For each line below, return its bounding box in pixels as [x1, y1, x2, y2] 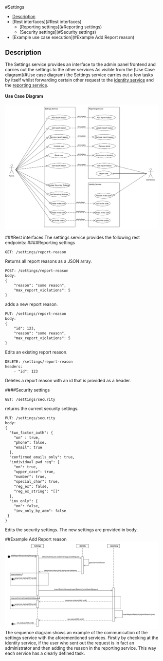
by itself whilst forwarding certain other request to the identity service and [5, 77, 154, 83]
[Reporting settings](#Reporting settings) [19, 24, 102, 30]
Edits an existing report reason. [5, 349, 68, 355]
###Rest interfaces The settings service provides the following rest [5, 234, 140, 240]
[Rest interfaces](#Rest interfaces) [12, 19, 82, 24]
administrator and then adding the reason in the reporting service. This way [5, 645, 157, 651]
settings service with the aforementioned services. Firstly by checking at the [5, 635, 159, 641]
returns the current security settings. [5, 406, 79, 412]
